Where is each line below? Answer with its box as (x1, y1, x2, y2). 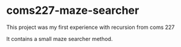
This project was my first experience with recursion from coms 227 (6, 23, 175, 31)
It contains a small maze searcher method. (6, 35, 113, 42)
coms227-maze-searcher (6, 4, 140, 17)
